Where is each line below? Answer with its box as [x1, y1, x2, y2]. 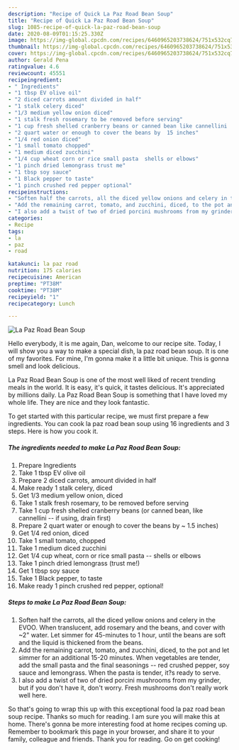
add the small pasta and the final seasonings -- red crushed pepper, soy [18, 661, 230, 670]
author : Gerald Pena [8, 57, 70, 64]
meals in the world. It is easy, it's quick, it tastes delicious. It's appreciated [8, 384, 225, 392]
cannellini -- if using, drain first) [18, 514, 111, 522]
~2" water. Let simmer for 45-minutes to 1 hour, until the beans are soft [18, 631, 226, 639]
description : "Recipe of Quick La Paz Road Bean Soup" [8, 10, 174, 18]
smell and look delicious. [8, 362, 80, 371]
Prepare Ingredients [18, 461, 77, 470]
